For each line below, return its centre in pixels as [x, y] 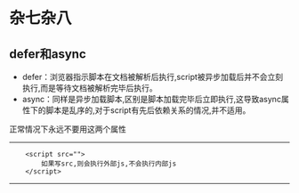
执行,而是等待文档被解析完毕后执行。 [89, 88]
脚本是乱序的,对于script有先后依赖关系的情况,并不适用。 [148, 110]
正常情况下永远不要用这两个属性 [68, 129]
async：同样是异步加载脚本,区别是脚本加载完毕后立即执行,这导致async [152, 99]
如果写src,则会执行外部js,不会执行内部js [109, 164]
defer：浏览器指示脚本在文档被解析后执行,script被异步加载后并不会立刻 [153, 77]
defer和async [48, 54]
